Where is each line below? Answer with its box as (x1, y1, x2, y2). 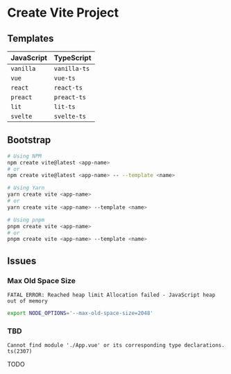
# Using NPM (7, 153, 42, 160)
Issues (7, 255, 37, 266)
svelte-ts (53, 112, 87, 120)
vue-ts (53, 74, 76, 82)
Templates (7, 33, 54, 44)
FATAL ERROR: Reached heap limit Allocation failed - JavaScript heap (7, 291, 216, 298)
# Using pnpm (7, 216, 45, 223)
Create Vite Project (7, 5, 119, 21)
